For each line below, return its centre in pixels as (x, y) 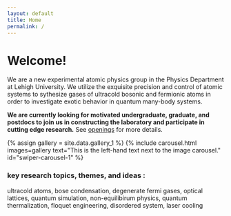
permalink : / (26, 26)
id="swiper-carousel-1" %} (46, 158)
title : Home (24, 20)
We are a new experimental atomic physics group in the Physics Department (115, 79)
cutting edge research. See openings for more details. (85, 130)
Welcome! (37, 60)
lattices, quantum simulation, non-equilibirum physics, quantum (97, 198)
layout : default (30, 13)
